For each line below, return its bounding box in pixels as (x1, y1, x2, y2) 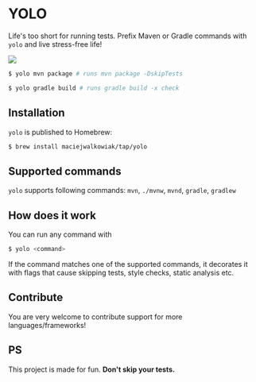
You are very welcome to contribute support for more (8, 311, 183, 322)
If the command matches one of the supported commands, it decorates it (8, 259, 248, 268)
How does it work (8, 208, 97, 222)
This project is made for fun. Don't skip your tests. (8, 365, 176, 374)
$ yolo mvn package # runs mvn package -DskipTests (8, 69, 183, 78)
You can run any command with (8, 230, 113, 239)
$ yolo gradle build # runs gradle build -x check (8, 84, 180, 92)
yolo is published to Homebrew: (8, 127, 113, 137)
